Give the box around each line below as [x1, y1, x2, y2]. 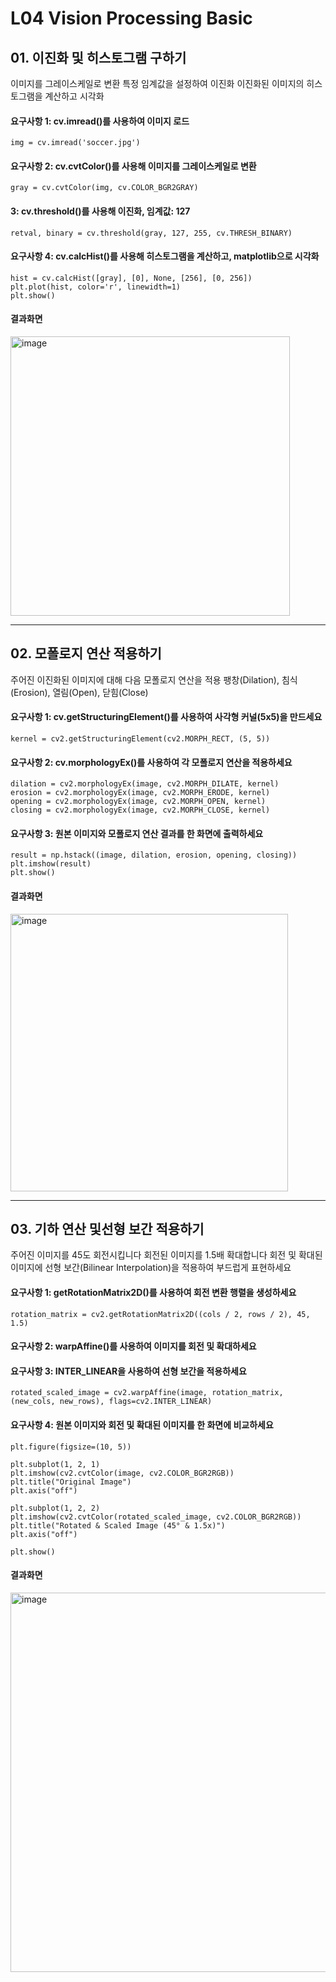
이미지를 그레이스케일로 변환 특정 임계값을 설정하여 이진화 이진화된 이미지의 [10, 78, 305, 89]
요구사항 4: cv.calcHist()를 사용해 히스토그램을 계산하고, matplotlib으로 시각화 [10, 250, 320, 262]
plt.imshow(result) [10, 859, 92, 869]
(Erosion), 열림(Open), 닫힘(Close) [10, 686, 149, 698]
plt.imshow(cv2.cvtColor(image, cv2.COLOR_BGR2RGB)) [10, 1468, 235, 1478]
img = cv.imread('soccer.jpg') [10, 138, 141, 148]
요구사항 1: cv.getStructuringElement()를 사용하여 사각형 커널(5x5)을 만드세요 [10, 711, 323, 723]
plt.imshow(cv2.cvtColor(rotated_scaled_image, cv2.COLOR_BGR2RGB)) [10, 1512, 302, 1522]
